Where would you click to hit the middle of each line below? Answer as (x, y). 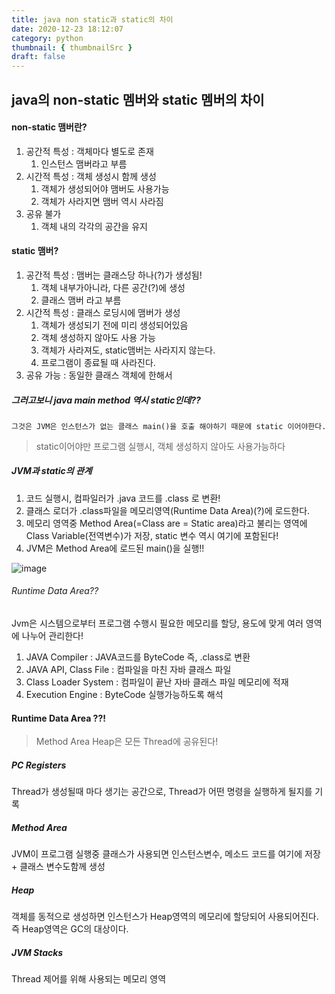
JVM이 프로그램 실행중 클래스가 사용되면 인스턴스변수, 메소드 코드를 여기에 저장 (166, 854)
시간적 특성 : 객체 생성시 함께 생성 (91, 176)
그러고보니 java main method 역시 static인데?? (106, 400)
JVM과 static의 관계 (52, 471)
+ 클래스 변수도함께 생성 (58, 867)
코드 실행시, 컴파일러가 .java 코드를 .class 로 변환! (123, 498)
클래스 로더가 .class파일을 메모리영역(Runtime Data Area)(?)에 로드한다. (168, 510)
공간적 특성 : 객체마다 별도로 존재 (89, 151)
